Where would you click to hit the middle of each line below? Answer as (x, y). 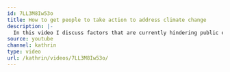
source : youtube (30, 39)
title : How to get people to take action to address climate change (107, 20)
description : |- (30, 26)
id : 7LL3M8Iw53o (30, 13)
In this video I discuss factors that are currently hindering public (116, 33)
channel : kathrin (32, 45)
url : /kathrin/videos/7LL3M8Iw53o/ (58, 58)
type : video (24, 52)
